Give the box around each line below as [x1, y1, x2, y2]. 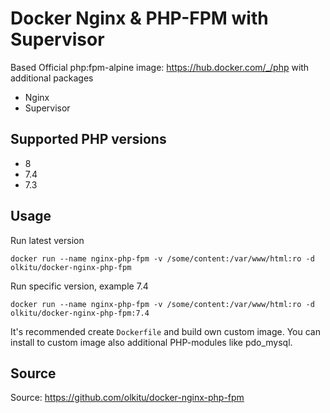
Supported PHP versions [10, 131, 167, 148]
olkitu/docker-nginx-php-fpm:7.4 [10, 308, 150, 318]
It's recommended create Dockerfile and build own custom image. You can [10, 325, 321, 337]
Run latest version [10, 234, 85, 246]
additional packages [10, 72, 94, 84]
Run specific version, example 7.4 [10, 280, 149, 292]
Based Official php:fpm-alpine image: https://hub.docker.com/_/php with [10, 61, 310, 73]
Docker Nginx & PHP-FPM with [10, 7, 269, 30]
